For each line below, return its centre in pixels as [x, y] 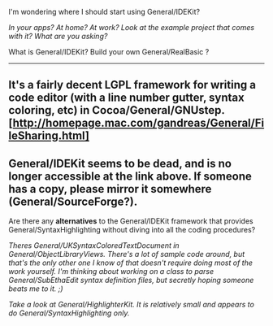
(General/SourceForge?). [73, 201]
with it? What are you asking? [58, 36]
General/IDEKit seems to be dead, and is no [120, 163]
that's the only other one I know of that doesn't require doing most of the [131, 263]
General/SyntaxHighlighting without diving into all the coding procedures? [132, 230]
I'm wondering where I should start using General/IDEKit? [104, 12]
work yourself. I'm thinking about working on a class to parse [111, 272]
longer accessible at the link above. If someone [130, 176]
